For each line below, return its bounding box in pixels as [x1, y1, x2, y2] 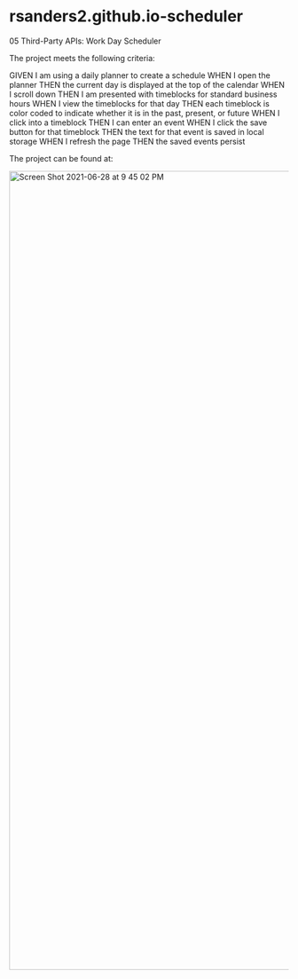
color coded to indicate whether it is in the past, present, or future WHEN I [9, 107, 280, 118]
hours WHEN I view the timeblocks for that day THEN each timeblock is [9, 98, 271, 108]
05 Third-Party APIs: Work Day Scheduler [9, 36, 161, 46]
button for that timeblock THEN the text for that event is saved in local [9, 126, 264, 137]
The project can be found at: [9, 153, 114, 163]
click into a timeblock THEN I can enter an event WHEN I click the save [9, 117, 268, 128]
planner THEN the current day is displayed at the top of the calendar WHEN [9, 79, 286, 90]
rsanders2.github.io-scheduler [9, 6, 244, 27]
